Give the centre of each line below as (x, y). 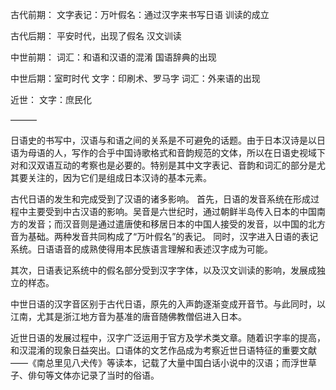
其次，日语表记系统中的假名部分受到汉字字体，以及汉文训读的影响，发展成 (163, 270)
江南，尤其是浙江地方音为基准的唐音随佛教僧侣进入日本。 (128, 316)
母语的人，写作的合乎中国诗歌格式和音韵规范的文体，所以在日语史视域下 (176, 152)
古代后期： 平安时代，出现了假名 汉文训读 (96, 36)
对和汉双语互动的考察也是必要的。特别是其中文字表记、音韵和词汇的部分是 (163, 165)
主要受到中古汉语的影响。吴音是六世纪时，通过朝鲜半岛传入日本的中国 (172, 211)
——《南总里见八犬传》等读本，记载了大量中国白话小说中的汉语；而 (150, 362)
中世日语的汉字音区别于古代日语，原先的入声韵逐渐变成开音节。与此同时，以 (168, 304)
